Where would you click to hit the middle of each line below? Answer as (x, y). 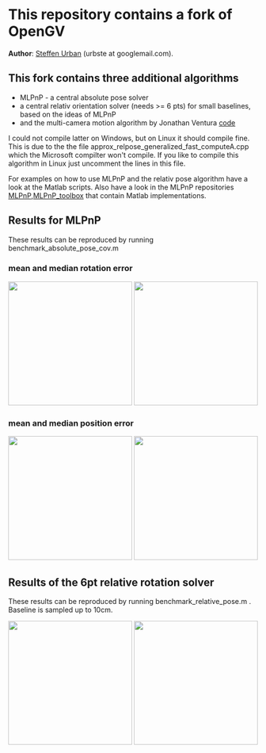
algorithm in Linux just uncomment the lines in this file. (97, 163)
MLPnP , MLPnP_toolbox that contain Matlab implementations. (108, 195)
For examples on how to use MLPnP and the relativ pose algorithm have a (128, 178)
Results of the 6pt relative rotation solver (111, 582)
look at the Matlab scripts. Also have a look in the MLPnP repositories (121, 187)
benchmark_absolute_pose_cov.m (63, 248)
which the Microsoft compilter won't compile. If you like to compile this (123, 155)
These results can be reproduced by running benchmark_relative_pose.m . (130, 601)
